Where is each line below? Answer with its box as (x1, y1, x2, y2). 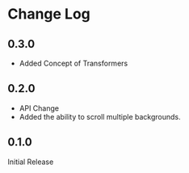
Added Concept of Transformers (19, 58, 128, 68)
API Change (19, 103, 60, 113)
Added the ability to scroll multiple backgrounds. (19, 112, 181, 121)
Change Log (7, 5, 90, 23)
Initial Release (7, 157, 54, 167)
